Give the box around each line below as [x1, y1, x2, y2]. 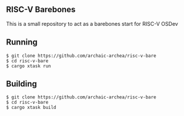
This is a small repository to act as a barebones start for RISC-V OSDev [6, 20, 178, 27]
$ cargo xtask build [6, 105, 57, 111]
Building [6, 79, 37, 89]
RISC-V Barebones [6, 5, 76, 15]
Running [6, 37, 38, 47]
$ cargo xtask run [6, 63, 51, 69]
